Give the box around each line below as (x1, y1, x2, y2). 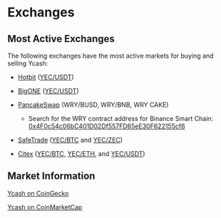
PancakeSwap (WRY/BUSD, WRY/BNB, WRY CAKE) (17, 100, 169, 109)
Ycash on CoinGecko (7, 189, 69, 197)
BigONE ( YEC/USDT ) (17, 87, 80, 95)
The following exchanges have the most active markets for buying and (7, 51, 214, 60)
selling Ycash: (7, 59, 48, 68)
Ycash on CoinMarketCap (7, 202, 83, 211)
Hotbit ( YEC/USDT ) (17, 73, 75, 81)
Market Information (7, 170, 96, 182)
